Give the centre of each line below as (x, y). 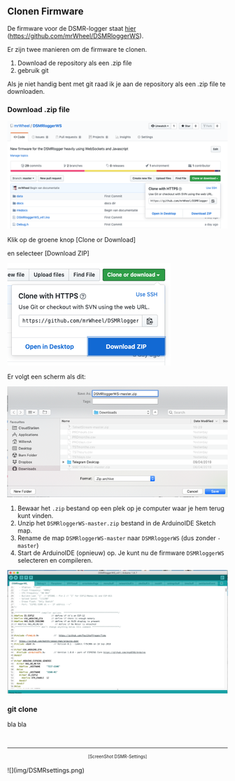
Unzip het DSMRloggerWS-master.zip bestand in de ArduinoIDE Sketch (116, 523)
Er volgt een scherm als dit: (47, 377)
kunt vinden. (35, 516)
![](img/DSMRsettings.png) (46, 771)
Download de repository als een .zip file (74, 63)
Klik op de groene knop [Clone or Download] (72, 240)
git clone (22, 710)
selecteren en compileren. (55, 561)
